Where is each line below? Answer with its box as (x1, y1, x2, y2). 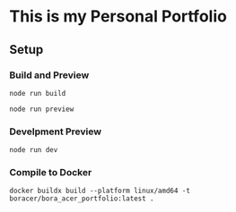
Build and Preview (9, 69, 90, 81)
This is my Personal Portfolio (9, 6, 227, 27)
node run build (9, 89, 66, 98)
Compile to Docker (9, 166, 92, 179)
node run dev (9, 146, 58, 155)
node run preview (9, 105, 74, 114)
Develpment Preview (9, 125, 101, 138)
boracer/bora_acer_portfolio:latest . (9, 194, 154, 203)
